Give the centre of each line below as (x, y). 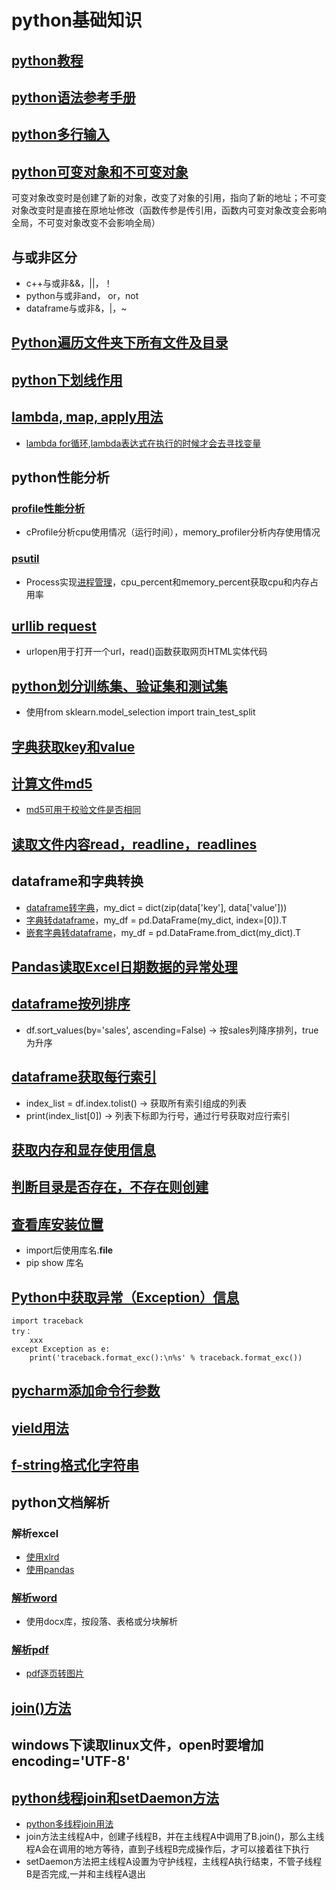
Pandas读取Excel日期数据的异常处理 (124, 966)
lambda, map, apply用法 (87, 417)
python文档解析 (60, 1502)
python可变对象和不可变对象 (100, 171)
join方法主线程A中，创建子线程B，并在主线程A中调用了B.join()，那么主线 (175, 1837)
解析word (34, 1598)
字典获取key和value (73, 746)
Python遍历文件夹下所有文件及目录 (120, 342)
